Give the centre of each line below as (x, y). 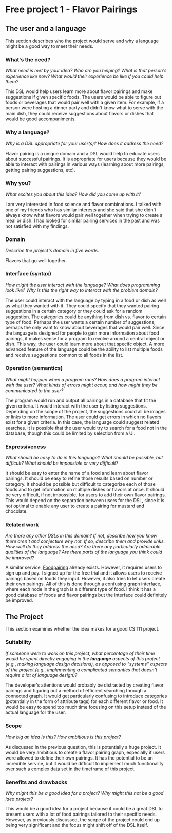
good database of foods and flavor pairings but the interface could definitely (86, 595)
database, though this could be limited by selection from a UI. (70, 433)
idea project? (19, 799)
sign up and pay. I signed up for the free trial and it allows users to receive (84, 573)
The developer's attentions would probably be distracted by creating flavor (84, 685)
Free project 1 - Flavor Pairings (71, 10)
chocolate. (16, 511)
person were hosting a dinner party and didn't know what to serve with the (84, 108)
